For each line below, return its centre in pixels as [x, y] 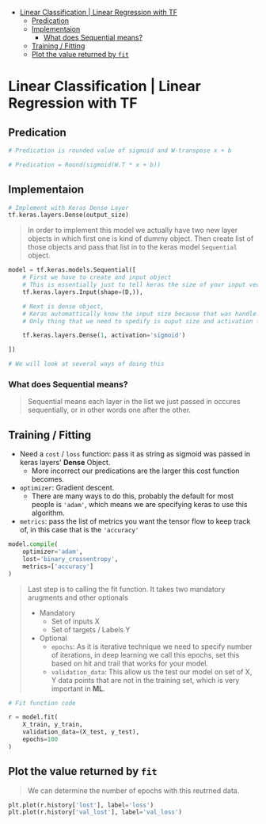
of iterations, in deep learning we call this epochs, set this [145, 654]
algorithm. [48, 513]
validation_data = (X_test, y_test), [81, 732]
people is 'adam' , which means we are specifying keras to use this [139, 505]
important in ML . [78, 689]
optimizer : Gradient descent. [67, 488]
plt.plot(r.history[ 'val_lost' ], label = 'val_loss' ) [95, 812]
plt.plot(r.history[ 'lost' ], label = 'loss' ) [81, 805]
